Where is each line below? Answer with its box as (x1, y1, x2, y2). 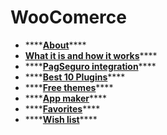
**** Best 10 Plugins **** (24, 71, 126, 83)
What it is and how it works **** (24, 49, 158, 61)
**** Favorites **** (24, 102, 101, 115)
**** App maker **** (24, 92, 108, 104)
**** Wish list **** (24, 113, 98, 125)
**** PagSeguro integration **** (24, 60, 157, 72)
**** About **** (24, 39, 87, 51)
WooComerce (10, 6, 127, 29)
